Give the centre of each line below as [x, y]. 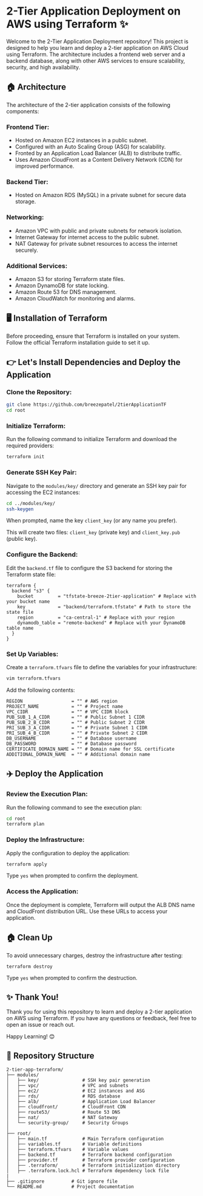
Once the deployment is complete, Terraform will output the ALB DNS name [101, 905]
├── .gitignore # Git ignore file [62, 1181]
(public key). [22, 539]
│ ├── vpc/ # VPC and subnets [68, 1086]
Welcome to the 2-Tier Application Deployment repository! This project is [98, 41]
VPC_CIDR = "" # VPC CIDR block [68, 712]
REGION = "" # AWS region [62, 701]
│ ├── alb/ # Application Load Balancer [81, 1102]
